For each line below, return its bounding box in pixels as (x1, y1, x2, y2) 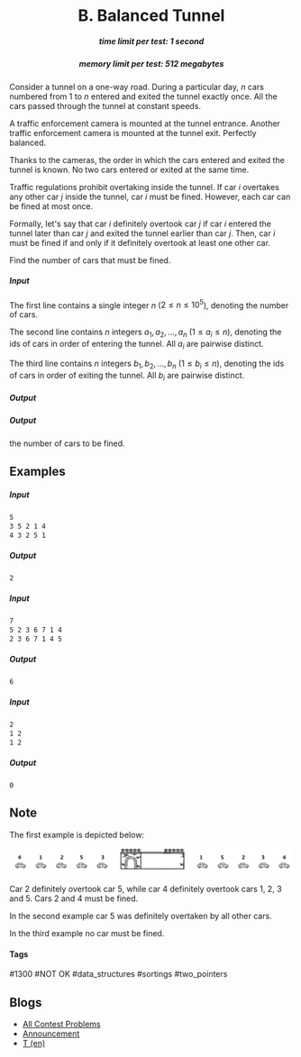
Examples (9, 464, 66, 479)
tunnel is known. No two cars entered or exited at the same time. (9, 164, 250, 175)
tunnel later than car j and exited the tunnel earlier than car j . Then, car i (9, 227, 276, 239)
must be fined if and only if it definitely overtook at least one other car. (9, 237, 270, 248)
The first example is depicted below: (9, 829, 145, 840)
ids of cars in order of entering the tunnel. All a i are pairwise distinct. (9, 338, 264, 351)
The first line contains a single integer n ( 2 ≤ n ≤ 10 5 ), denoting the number (9, 298, 289, 311)
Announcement (22, 1028, 80, 1039)
